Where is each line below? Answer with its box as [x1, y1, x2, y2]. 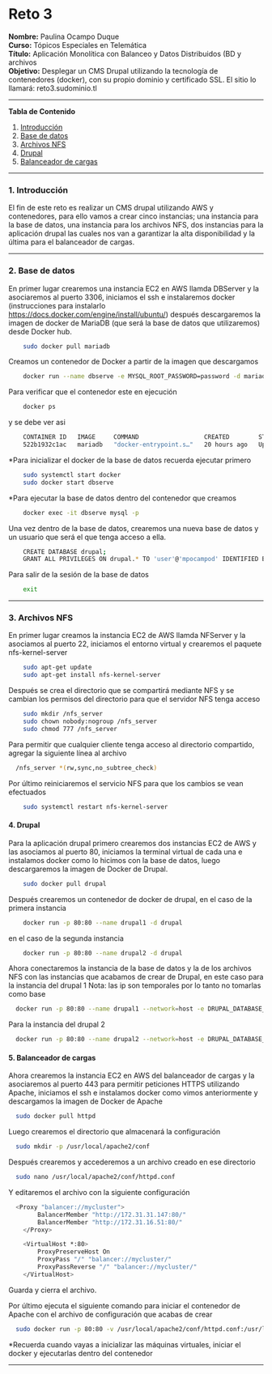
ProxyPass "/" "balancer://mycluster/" [37, 1256, 172, 1264]
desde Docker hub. [8, 326, 73, 336]
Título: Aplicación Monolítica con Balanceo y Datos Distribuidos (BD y [8, 49, 241, 58]
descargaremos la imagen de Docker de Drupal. [8, 864, 168, 874]
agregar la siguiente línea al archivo [8, 748, 127, 758]
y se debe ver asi [8, 418, 66, 428]
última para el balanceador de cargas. [8, 237, 135, 247]
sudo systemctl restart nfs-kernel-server [23, 802, 168, 810]
